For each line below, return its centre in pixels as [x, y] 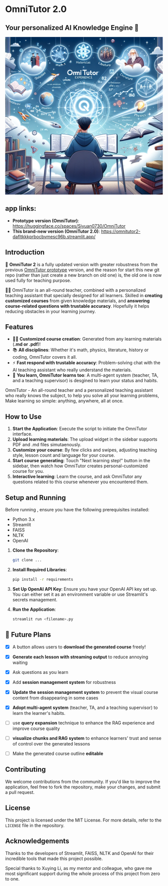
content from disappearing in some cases [55, 698]
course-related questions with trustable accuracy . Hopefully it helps [77, 306]
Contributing [25, 770]
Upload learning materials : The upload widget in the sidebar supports [85, 439]
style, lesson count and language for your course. [63, 455]
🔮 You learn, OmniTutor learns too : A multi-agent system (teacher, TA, [85, 375]
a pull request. [20, 792]
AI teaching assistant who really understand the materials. [72, 370]
